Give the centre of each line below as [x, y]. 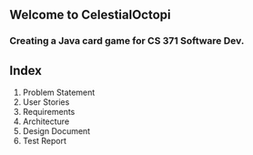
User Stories [46, 102]
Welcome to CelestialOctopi [90, 15]
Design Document [56, 131]
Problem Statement [59, 93]
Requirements [49, 112]
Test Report [44, 141]
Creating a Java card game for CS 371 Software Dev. [127, 41]
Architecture [46, 121]
